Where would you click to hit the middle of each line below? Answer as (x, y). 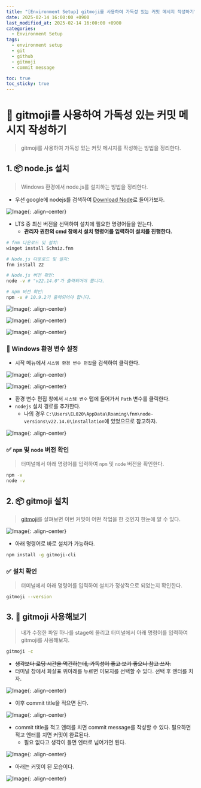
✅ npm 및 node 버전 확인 (38, 450)
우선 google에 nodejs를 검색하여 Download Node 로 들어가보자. (90, 199)
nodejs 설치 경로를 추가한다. (48, 406)
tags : (13, 40)
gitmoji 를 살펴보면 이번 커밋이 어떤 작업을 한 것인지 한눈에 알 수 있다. (101, 519)
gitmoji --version (29, 597)
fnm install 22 (25, 265)
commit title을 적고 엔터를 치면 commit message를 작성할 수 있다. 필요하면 (103, 727)
